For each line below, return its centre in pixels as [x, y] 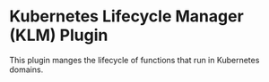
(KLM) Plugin [59, 35]
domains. [26, 70]
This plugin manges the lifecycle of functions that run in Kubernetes [134, 60]
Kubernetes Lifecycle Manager [126, 16]
